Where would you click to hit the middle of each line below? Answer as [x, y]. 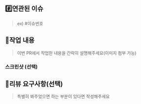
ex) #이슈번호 [30, 23]
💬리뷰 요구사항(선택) [34, 84]
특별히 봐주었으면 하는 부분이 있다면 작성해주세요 [63, 97]
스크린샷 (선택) [21, 67]
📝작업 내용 [20, 40]
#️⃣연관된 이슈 [24, 9]
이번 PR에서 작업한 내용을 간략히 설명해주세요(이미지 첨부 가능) [77, 53]
